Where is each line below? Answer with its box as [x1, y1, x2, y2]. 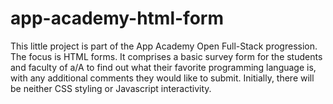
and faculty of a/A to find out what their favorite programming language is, [10, 61, 317, 73]
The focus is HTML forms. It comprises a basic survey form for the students [10, 50, 323, 62]
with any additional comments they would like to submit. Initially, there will [10, 72, 315, 84]
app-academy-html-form [10, 7, 224, 30]
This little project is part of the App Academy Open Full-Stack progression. [10, 40, 318, 52]
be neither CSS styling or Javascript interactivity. [10, 82, 212, 94]
